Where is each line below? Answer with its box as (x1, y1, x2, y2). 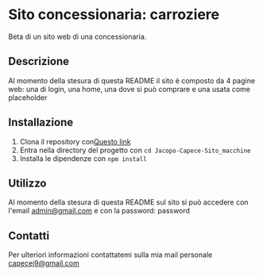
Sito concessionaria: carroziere (8, 6, 220, 24)
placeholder (8, 93, 48, 102)
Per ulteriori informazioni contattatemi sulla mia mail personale (8, 250, 213, 259)
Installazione (8, 116, 74, 129)
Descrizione (8, 55, 70, 68)
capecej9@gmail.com (8, 259, 79, 268)
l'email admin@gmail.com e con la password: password (8, 206, 191, 216)
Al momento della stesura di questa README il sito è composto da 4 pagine (8, 75, 256, 85)
